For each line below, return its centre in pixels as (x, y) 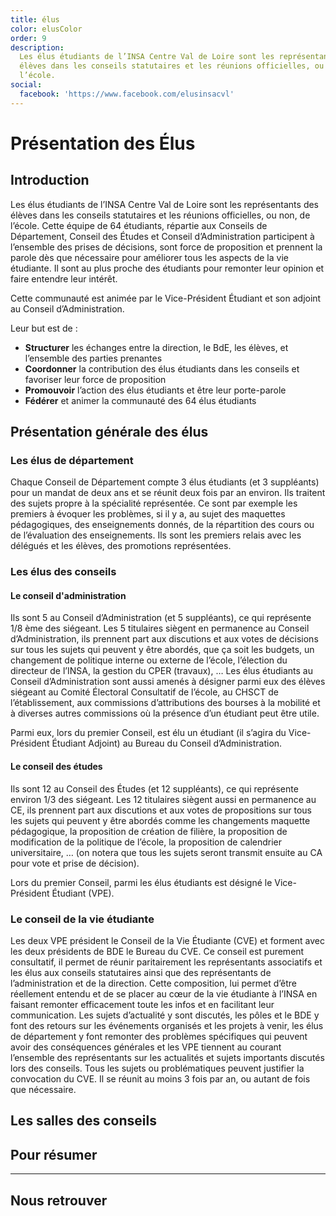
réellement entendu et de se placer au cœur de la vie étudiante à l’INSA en (164, 993)
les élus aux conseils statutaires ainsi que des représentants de (141, 972)
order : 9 (28, 38)
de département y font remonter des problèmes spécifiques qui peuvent (159, 1036)
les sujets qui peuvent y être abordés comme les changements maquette (160, 820)
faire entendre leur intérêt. (64, 278)
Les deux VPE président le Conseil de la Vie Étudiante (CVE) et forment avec (168, 940)
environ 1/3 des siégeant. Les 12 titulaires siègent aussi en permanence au (163, 799)
